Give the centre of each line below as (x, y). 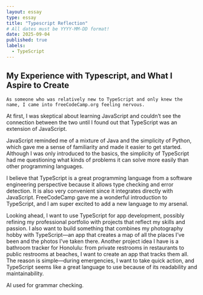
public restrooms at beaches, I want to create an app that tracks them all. (98, 254)
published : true (27, 40)
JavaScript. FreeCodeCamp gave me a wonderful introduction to (87, 197)
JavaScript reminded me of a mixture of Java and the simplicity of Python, (99, 141)
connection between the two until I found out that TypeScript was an (92, 122)
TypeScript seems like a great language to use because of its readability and (102, 267)
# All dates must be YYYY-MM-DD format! (58, 29)
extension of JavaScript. (37, 128)
